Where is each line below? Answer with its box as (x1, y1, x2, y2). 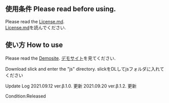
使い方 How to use (5, 41, 63, 49)
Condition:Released (5, 93, 47, 99)
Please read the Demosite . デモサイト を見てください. (5, 55, 116, 61)
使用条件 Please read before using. (5, 5, 116, 14)
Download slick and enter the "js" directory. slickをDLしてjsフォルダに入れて (5, 66, 164, 72)
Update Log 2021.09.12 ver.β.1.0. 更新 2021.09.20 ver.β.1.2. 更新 (5, 83, 137, 89)
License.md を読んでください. (5, 24, 66, 30)
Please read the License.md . (5, 18, 65, 24)
